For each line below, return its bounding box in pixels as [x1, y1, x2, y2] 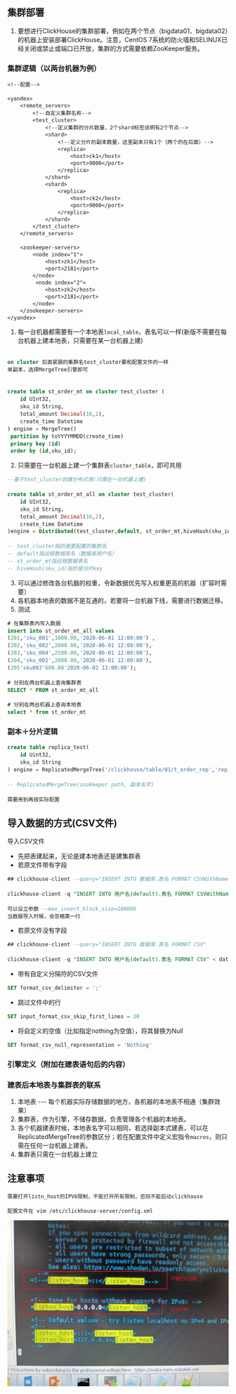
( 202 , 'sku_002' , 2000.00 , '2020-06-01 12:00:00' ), [7, 642, 152, 649]
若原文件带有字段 [17, 861, 67, 869]
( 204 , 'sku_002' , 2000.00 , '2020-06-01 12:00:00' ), [7, 657, 152, 664]
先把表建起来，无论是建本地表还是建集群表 [17, 852, 141, 861]
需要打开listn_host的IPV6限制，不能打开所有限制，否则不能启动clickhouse [7, 1193, 204, 1200]
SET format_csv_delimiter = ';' [7, 984, 102, 992]
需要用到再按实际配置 [7, 796, 60, 803]
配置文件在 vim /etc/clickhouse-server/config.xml [7, 1207, 153, 1214]
